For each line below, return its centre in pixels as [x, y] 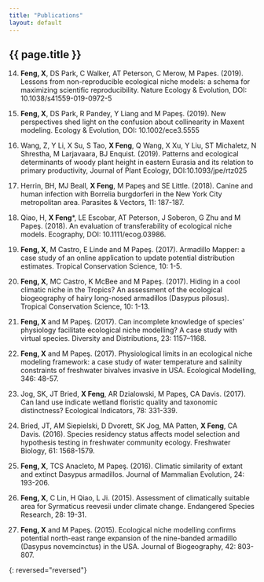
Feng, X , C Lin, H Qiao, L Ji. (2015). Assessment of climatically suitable [135, 498]
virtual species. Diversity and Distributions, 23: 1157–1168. [113, 339]
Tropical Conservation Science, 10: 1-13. [85, 306]
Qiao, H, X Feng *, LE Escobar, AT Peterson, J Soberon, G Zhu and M [130, 218]
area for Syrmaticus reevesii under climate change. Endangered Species [137, 507]
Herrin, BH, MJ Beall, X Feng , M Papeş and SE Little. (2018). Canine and [137, 186]
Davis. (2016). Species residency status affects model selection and [130, 434]
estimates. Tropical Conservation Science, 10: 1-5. [101, 266]
